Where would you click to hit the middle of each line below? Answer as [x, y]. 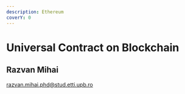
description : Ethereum [35, 12]
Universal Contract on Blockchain [93, 48]
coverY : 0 [19, 18]
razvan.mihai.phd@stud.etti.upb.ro [50, 84]
